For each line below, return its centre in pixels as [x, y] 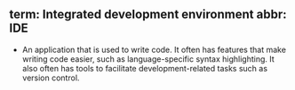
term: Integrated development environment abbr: [148, 15]
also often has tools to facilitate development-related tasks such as [145, 68]
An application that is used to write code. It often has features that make [154, 49]
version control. [51, 78]
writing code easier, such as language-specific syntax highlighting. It [148, 59]
